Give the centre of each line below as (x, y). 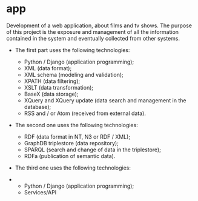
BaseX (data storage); (51, 94)
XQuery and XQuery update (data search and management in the (105, 100)
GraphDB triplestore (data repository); (71, 143)
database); (38, 107)
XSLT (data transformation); (59, 87)
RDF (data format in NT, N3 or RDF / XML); (77, 137)
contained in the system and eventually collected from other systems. (93, 38)
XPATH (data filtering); (52, 81)
